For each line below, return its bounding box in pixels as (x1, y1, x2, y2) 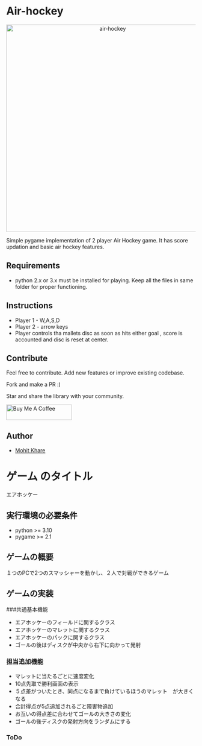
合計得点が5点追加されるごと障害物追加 (14, 703, 114, 710)
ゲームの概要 (6, 552, 54, 562)
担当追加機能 (6, 657, 44, 666)
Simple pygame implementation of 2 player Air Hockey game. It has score (6, 236, 188, 244)
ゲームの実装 (6, 589, 54, 599)
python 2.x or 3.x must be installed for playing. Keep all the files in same (14, 276, 194, 284)
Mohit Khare (14, 447, 46, 454)
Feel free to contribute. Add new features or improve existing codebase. (6, 369, 185, 376)
